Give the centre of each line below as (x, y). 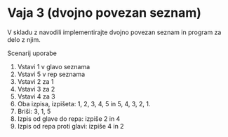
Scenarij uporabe (32, 53)
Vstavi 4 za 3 (36, 96)
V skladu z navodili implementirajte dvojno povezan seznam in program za (114, 32)
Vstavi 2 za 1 (35, 81)
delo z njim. (24, 39)
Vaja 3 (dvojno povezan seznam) (105, 13)
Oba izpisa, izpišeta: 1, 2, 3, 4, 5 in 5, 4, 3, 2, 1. (84, 103)
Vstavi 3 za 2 (36, 89)
